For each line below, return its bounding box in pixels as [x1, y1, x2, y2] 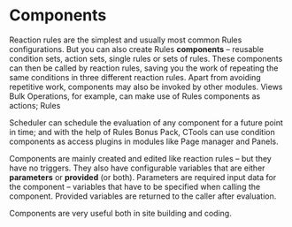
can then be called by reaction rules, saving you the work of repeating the [9, 63, 279, 73]
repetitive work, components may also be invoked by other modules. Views [9, 81, 283, 92]
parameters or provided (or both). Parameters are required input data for [9, 171, 277, 182]
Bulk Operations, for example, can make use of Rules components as [9, 90, 261, 102]
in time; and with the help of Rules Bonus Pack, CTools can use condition [9, 126, 276, 137]
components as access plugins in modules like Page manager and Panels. [9, 136, 279, 147]
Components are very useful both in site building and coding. [9, 208, 232, 218]
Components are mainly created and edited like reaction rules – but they [9, 153, 272, 163]
